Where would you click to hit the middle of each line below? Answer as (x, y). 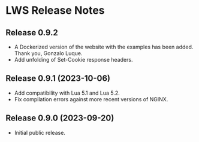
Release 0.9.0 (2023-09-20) (60, 118)
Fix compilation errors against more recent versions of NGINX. (91, 99)
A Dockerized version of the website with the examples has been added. (104, 47)
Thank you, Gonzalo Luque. (48, 53)
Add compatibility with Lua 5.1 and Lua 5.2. (67, 93)
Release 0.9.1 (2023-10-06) (58, 78)
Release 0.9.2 (32, 33)
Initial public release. (40, 132)
